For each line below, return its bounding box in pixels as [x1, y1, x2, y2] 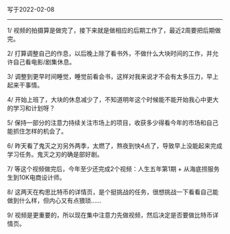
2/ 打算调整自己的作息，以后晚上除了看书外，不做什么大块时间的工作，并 [7, 49, 213, 57]
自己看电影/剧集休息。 [12, 58, 76, 66]
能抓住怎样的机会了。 [7, 127, 67, 135]
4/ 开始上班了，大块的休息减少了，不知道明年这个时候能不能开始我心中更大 [7, 96, 219, 103]
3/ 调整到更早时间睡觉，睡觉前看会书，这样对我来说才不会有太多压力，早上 [7, 73, 219, 80]
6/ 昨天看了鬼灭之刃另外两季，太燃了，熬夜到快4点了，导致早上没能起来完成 [7, 142, 222, 150]
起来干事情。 [7, 81, 43, 89]
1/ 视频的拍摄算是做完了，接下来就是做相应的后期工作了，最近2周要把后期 [7, 26, 216, 34]
